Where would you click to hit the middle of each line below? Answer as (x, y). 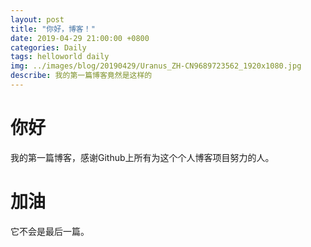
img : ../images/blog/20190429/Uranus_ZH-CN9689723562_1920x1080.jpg (156, 66)
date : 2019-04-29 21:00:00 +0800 (80, 38)
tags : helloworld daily (60, 57)
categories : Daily (48, 47)
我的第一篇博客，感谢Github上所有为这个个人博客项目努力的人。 (142, 157)
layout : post (37, 19)
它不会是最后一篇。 (50, 231)
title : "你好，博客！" (53, 29)
